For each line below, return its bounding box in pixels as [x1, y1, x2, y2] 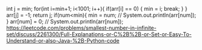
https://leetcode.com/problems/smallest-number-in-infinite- [6, 24, 157, 31]
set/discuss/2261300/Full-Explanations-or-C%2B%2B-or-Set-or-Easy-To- [6, 31, 192, 38]
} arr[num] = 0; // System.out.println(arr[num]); [6, 18, 124, 25]
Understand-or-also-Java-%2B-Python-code [6, 37, 120, 44]
